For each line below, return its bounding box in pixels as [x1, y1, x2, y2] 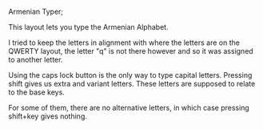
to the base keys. [8, 87, 66, 97]
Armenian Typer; [8, 7, 64, 16]
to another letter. [8, 55, 63, 64]
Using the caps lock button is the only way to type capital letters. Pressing [8, 71, 253, 79]
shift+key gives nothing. [8, 111, 88, 121]
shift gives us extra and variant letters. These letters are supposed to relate [8, 79, 256, 88]
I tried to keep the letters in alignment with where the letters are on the [8, 38, 240, 47]
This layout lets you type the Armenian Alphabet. [8, 22, 169, 31]
